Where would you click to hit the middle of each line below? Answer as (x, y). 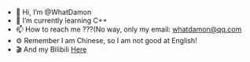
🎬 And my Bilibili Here (51, 49)
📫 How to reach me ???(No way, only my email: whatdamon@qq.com (129, 29)
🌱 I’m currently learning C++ (61, 20)
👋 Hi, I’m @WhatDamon (53, 12)
